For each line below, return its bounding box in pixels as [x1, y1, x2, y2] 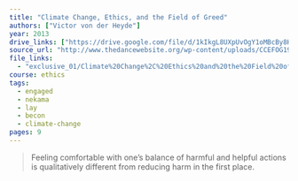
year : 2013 [9, 29, 50, 38]
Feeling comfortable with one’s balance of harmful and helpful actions [30, 152, 286, 162]
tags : [9, 79, 29, 87]
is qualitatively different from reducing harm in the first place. [30, 161, 255, 172]
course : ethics [9, 71, 66, 79]
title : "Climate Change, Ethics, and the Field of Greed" [9, 12, 228, 22]
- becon [17, 111, 46, 120]
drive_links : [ [9, 37, 66, 47]
